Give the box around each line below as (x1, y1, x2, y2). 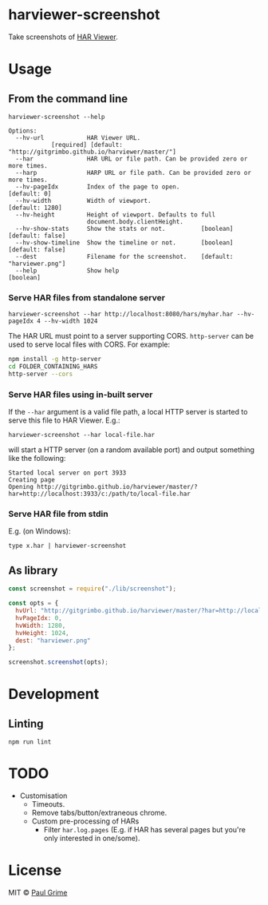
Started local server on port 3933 (8, 469, 127, 477)
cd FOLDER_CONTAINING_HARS (8, 363, 98, 371)
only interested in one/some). (43, 833, 140, 843)
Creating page (8, 476, 56, 484)
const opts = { (8, 599, 59, 608)
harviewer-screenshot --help (8, 113, 105, 121)
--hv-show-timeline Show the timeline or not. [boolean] (15, 238, 234, 247)
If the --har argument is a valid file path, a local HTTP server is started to (8, 407, 248, 417)
